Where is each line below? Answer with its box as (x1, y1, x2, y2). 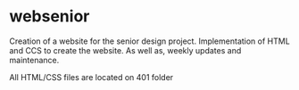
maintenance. (9, 54, 60, 65)
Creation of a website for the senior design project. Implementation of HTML (9, 36, 290, 46)
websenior (9, 6, 90, 27)
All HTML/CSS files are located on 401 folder (9, 71, 174, 82)
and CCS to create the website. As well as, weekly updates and (9, 45, 242, 55)
